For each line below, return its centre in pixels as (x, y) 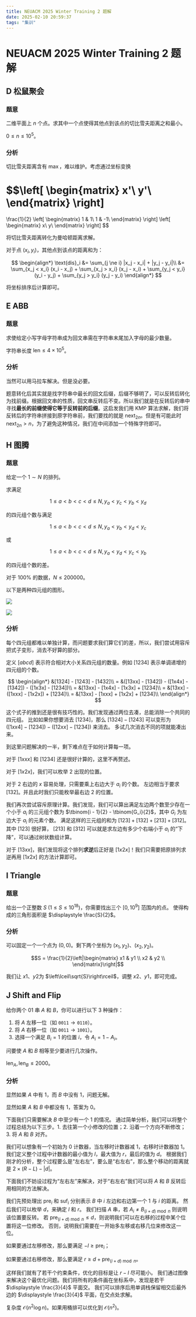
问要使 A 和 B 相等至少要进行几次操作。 (53, 1050)
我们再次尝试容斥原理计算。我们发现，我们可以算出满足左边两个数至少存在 (95, 805)
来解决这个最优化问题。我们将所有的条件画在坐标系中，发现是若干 (85, 1280)
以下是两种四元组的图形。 (37, 590)
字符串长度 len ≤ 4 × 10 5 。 (38, 350)
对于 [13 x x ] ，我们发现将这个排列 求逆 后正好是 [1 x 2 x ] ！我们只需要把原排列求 (96, 849)
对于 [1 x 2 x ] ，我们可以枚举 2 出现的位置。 (55, 771)
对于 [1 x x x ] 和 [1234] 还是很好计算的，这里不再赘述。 (70, 759)
